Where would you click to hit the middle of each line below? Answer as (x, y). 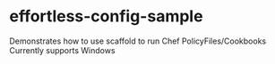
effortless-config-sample (106, 16)
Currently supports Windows (62, 50)
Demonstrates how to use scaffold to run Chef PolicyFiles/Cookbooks (138, 41)
